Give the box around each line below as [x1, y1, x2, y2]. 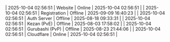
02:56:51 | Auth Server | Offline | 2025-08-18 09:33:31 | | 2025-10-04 [5, 15, 151, 21]
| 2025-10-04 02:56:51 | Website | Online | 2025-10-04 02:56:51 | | [5, 5, 145, 10]
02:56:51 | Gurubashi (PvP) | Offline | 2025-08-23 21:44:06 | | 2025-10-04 [5, 26, 161, 32]
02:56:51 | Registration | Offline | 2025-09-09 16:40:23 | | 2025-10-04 [18, 10, 165, 16]
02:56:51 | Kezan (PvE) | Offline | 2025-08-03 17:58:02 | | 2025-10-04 [5, 20, 152, 26]
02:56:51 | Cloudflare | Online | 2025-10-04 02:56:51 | [5, 31, 118, 37]
